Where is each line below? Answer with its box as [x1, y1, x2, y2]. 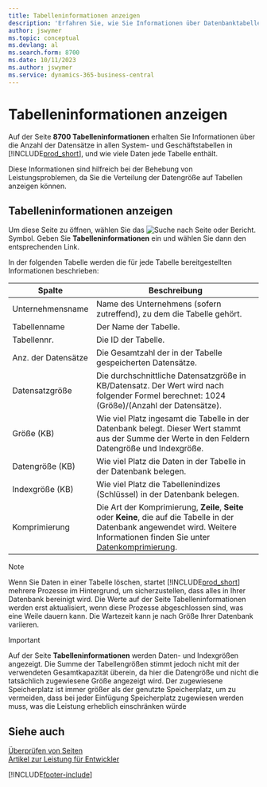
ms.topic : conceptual [8, 33, 80, 42]
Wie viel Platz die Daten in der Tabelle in [96, 456, 246, 467]
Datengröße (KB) [12, 461, 75, 472]
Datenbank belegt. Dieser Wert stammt [96, 423, 242, 435]
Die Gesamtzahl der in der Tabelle [96, 348, 222, 359]
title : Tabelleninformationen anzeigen [8, 11, 141, 20]
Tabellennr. [12, 334, 54, 345]
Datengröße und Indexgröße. [96, 443, 204, 454]
